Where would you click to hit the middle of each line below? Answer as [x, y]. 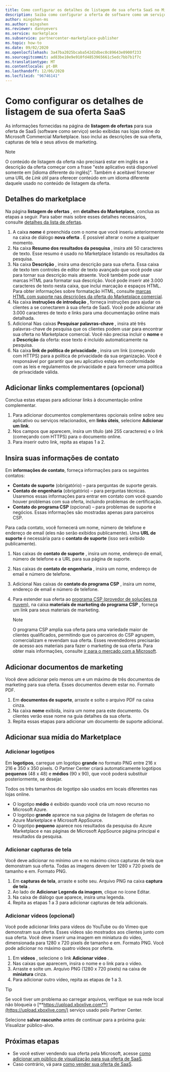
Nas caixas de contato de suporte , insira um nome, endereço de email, [88, 553]
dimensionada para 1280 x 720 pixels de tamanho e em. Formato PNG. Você [85, 943]
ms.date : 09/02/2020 [27, 48]
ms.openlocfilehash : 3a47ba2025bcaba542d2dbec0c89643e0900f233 [73, 52]
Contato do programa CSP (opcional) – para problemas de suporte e [84, 507]
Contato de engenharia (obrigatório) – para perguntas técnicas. [79, 491]
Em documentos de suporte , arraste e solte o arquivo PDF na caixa [83, 700]
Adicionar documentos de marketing [64, 667]
